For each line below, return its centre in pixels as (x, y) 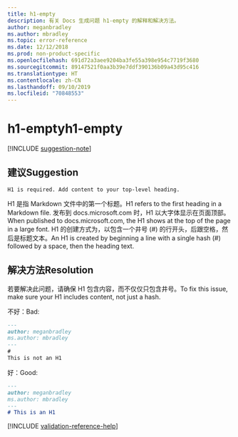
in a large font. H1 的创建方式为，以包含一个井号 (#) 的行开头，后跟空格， (115, 229)
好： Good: (22, 372)
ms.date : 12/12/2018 (38, 47)
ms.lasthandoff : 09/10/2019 (49, 87)
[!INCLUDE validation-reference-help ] (63, 426)
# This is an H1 (31, 413)
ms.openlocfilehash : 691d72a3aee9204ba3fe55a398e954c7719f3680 (103, 61)
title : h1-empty (31, 14)
